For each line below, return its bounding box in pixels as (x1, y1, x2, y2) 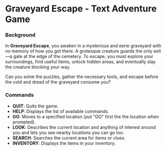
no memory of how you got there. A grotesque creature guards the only (5, 48, 152, 54)
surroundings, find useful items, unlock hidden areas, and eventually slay (5, 58, 156, 65)
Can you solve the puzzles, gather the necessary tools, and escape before (5, 73, 158, 80)
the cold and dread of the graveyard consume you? (5, 79, 111, 85)
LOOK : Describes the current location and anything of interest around (12, 124, 156, 130)
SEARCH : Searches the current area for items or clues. (12, 134, 126, 140)
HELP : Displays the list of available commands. (12, 108, 109, 114)
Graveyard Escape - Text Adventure (5, 3, 157, 14)
